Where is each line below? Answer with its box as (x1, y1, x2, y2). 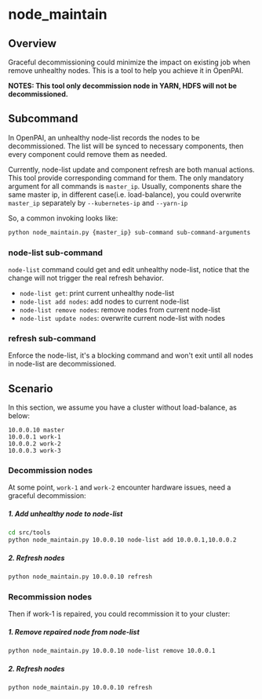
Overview (8, 37, 57, 50)
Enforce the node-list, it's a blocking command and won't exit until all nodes (8, 351, 253, 360)
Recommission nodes (8, 591, 93, 602)
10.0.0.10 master (8, 426, 65, 435)
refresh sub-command (8, 333, 96, 344)
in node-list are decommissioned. (8, 359, 116, 369)
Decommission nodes (8, 465, 93, 476)
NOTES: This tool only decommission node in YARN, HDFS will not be (8, 81, 238, 90)
